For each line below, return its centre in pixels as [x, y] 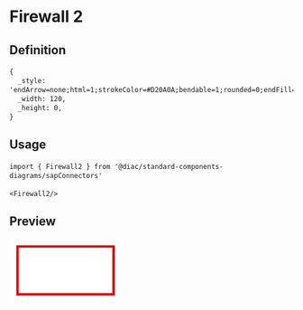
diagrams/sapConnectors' [56, 175]
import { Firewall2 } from [60, 166]
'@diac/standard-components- [169, 166]
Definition [37, 50]
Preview [33, 222]
